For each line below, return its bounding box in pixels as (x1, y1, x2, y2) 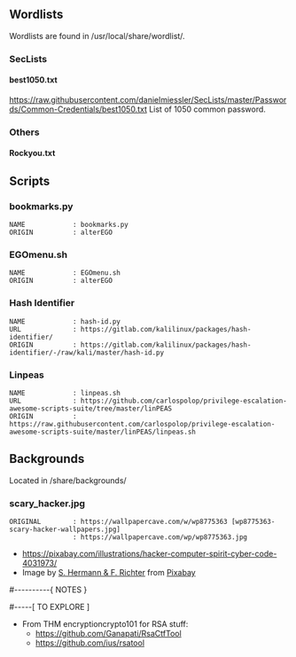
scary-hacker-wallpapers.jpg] (9, 525, 121, 535)
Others (9, 126, 40, 138)
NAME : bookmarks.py (9, 221, 129, 230)
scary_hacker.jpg (9, 497, 86, 509)
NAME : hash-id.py (9, 317, 121, 326)
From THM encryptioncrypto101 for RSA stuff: (21, 619, 189, 630)
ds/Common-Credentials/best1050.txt (9, 104, 148, 114)
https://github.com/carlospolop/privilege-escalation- (80, 396, 288, 406)
